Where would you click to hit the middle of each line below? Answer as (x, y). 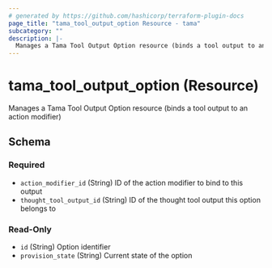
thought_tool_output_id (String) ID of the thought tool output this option (140, 199)
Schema (30, 142)
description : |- (36, 38)
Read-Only (30, 229)
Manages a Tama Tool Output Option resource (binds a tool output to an (128, 108)
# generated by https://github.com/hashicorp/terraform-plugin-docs (126, 16)
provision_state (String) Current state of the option (106, 256)
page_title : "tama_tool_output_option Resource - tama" (104, 23)
